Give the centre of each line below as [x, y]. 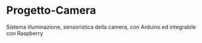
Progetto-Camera [51, 10]
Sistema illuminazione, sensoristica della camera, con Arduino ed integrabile [101, 27]
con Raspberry [25, 33]
